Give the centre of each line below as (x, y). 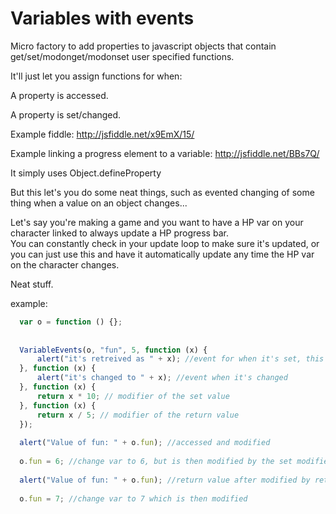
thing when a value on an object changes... (99, 203)
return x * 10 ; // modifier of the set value (133, 396)
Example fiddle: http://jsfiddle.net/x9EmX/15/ (102, 134)
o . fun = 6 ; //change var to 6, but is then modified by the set (156, 462)
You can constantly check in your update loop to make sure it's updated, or (165, 243)
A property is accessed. (59, 95)
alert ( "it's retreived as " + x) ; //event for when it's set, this (180, 359)
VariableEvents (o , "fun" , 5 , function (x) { (113, 350)
